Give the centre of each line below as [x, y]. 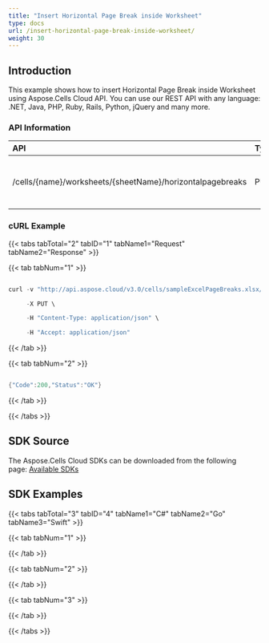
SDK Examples [46, 494]
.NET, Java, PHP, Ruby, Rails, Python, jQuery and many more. [109, 107]
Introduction [40, 70]
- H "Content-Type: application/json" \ [92, 318]
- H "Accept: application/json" [78, 333]
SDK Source [39, 441]
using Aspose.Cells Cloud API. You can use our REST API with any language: [134, 99]
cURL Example [37, 226]
